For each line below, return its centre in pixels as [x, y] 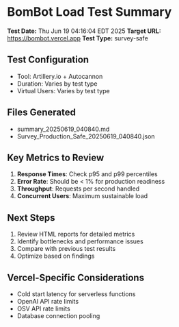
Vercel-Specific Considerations [76, 277]
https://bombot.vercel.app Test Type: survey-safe [78, 38]
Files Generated [42, 113]
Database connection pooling [58, 316]
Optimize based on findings [56, 256]
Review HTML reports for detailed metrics [76, 234]
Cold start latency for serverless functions [76, 294]
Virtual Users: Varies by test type [64, 90]
